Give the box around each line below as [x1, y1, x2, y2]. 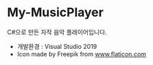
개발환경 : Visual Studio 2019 [16, 42, 97, 50]
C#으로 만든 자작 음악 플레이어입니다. [7, 28, 108, 36]
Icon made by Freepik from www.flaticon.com [16, 49, 146, 58]
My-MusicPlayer [7, 5, 104, 20]
